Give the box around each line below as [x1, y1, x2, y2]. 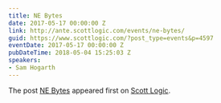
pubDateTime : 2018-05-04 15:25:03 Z [8, 49, 131, 57]
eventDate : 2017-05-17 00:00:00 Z [8, 42, 125, 50]
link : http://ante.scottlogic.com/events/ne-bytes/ [8, 26, 185, 34]
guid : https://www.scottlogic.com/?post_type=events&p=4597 [8, 34, 215, 42]
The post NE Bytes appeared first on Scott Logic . [8, 85, 171, 95]
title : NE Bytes [8, 11, 63, 20]
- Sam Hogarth [8, 64, 56, 72]
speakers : [8, 57, 42, 65]
